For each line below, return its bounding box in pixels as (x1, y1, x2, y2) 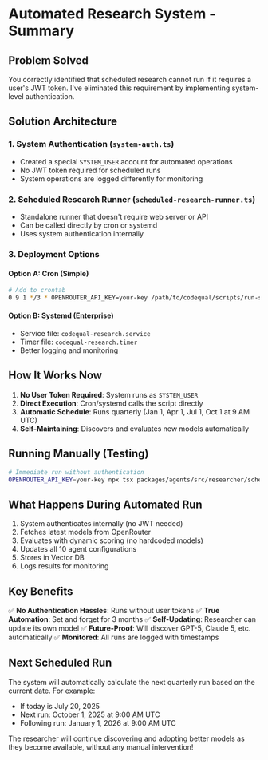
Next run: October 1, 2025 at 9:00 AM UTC (19, 710, 160, 719)
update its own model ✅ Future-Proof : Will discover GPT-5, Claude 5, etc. (8, 623, 251, 633)
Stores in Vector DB (19, 552, 85, 563)
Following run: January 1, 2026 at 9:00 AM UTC (19, 718, 177, 727)
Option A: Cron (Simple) (8, 268, 89, 278)
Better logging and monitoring (19, 346, 119, 355)
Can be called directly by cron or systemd (19, 220, 158, 230)
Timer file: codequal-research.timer (19, 337, 138, 347)
